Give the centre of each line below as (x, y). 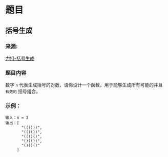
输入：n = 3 (17, 118)
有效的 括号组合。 (23, 92)
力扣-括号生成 (20, 58)
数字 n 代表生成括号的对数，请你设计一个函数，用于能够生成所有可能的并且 (84, 85)
